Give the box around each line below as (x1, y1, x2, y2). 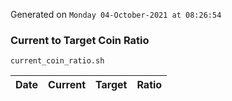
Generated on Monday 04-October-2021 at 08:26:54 (10, 9, 222, 20)
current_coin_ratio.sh (10, 56, 105, 66)
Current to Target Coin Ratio (10, 33, 150, 47)
